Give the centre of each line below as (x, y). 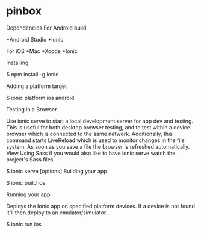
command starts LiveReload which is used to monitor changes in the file (95, 140)
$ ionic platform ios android (40, 98)
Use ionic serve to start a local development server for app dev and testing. (100, 121)
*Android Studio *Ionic (35, 39)
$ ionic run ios (24, 224)
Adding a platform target (37, 86)
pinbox (24, 11)
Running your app (28, 194)
